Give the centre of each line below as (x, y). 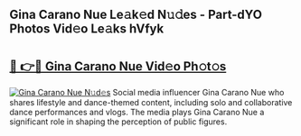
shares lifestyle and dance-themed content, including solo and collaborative (151, 102)
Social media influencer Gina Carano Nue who (198, 92)
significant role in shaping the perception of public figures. (118, 122)
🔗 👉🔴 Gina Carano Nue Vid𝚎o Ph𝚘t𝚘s (118, 66)
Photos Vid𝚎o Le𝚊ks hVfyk (87, 29)
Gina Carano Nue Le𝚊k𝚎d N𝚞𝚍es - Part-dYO (136, 15)
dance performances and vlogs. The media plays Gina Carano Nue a (137, 112)
